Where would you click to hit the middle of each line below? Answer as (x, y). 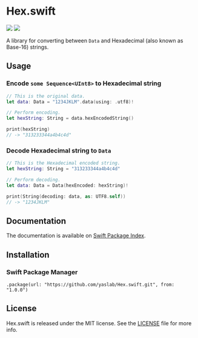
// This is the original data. (46, 96)
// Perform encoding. (34, 113)
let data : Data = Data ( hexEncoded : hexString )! (68, 185)
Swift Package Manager (42, 272)
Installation (28, 254)
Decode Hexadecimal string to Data (59, 150)
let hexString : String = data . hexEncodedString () (70, 119)
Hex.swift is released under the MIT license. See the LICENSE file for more (99, 323)
